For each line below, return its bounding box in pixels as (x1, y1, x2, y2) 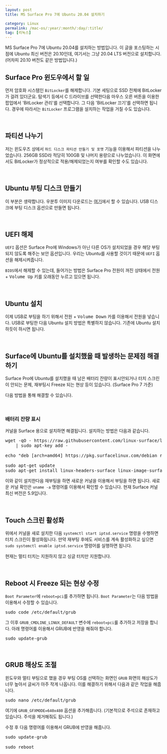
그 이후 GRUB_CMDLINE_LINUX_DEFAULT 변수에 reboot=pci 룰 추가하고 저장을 (5, 619, 149, 625)
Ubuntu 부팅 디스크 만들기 (5, 184, 82, 193)
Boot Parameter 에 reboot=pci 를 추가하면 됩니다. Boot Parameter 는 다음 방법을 (5, 593, 159, 599)
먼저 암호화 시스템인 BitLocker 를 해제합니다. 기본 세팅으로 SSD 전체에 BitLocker (5, 87, 162, 93)
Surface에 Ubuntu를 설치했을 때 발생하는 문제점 (5, 352, 146, 360)
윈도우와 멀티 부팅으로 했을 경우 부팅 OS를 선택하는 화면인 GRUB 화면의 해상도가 (5, 675, 158, 681)
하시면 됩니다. (18, 326, 45, 332)
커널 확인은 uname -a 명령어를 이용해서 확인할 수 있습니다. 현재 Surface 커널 (10, 484, 158, 490)
